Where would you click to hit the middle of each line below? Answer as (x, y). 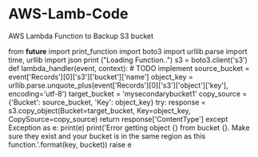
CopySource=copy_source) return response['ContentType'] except (118, 119)
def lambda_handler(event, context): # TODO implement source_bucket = (129, 68)
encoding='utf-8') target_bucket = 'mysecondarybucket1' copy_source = (128, 93)
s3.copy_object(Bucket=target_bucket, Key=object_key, (100, 110)
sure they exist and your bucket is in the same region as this (107, 135)
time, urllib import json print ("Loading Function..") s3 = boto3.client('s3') (128, 60)
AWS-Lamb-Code (68, 14)
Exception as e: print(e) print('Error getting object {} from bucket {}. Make (129, 128)
